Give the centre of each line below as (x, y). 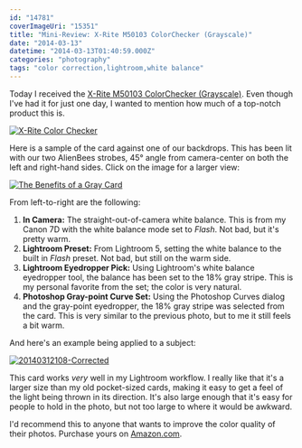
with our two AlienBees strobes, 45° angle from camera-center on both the (149, 157)
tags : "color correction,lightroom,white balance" (107, 69)
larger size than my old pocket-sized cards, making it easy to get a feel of (146, 387)
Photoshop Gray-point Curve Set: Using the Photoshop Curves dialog (154, 296)
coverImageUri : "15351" (54, 26)
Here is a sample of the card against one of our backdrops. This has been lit (151, 148)
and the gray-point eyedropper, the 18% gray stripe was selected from (153, 306)
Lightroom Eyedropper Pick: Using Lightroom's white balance (138, 267)
